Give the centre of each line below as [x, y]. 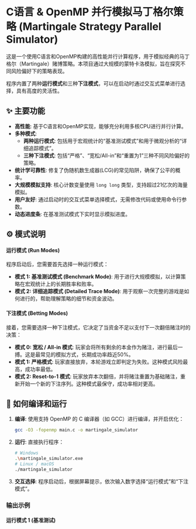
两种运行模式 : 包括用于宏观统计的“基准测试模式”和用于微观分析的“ [103, 140]
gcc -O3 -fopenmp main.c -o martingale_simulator [76, 430]
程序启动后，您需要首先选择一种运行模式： [57, 264]
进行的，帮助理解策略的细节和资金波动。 [68, 298]
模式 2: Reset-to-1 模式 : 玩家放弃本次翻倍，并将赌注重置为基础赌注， [97, 376]
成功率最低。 [40, 369]
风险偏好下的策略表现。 [39, 71]
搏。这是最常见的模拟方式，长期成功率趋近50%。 [74, 354]
